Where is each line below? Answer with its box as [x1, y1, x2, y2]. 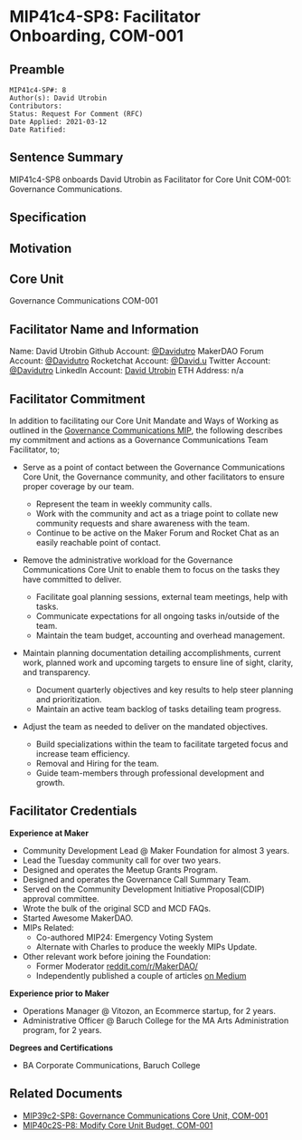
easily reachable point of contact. [35, 537, 161, 548]
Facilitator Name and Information [9, 322, 199, 337]
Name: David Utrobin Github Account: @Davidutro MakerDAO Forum [9, 346, 264, 357]
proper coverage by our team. [22, 481, 135, 492]
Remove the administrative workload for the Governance [22, 555, 233, 565]
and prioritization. [35, 694, 102, 705]
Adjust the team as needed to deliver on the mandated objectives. [22, 721, 269, 732]
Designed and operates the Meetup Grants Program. [22, 864, 219, 875]
